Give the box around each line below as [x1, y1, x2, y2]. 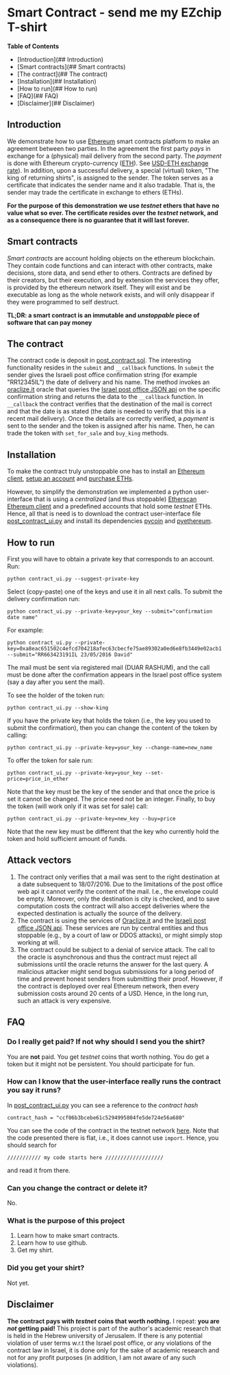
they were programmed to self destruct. [7, 297, 120, 306]
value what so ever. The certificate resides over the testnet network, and [7, 208, 218, 217]
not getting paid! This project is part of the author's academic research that [7, 1324, 221, 1333]
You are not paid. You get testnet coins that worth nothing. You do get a [7, 1052, 209, 1060]
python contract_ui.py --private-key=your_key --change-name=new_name [7, 744, 213, 751]
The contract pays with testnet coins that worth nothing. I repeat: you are [7, 1317, 220, 1325]
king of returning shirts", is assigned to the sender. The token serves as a [7, 173, 214, 182]
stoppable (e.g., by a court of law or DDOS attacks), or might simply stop [16, 931, 222, 939]
